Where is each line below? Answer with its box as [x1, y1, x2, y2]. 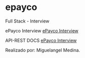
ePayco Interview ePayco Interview [5, 27, 78, 33]
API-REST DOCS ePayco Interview [5, 37, 77, 43]
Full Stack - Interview [5, 18, 50, 24]
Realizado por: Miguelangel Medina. [5, 47, 80, 53]
